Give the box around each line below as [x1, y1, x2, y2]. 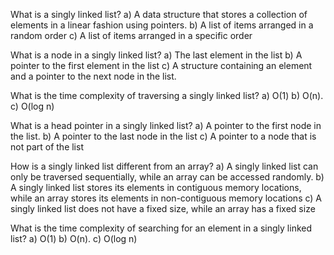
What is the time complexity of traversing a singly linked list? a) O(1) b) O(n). [10, 90, 324, 101]
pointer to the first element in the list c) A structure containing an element [10, 60, 313, 71]
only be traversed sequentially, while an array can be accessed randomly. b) [10, 171, 325, 183]
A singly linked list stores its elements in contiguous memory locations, [10, 182, 302, 193]
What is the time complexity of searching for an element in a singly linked [10, 222, 313, 234]
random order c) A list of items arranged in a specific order [10, 30, 253, 41]
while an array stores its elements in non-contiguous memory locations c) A [10, 192, 323, 204]
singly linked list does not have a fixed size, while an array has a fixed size [10, 203, 316, 214]
